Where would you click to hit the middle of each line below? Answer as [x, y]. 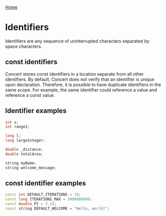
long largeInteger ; [25, 141]
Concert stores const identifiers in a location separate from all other [75, 74]
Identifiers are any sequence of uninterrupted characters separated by [77, 41]
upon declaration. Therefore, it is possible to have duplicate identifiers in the [83, 85]
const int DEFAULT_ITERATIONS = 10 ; [43, 195]
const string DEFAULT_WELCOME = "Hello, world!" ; [58, 209]
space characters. [24, 46]
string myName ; [21, 163]
